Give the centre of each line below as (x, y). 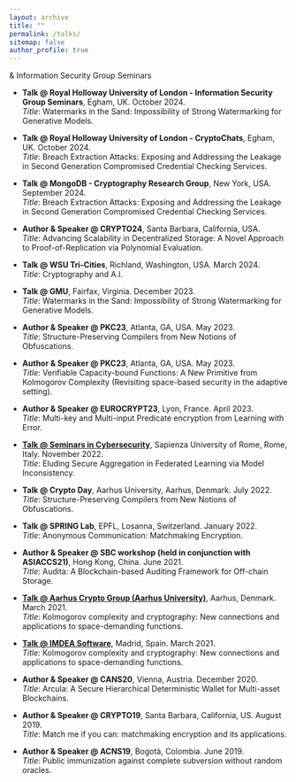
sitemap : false (37, 42)
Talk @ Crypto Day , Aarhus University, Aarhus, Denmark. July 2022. (147, 490)
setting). (37, 391)
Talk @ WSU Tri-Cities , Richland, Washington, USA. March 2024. (141, 265)
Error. (32, 428)
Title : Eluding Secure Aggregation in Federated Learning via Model (143, 464)
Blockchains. (45, 698)
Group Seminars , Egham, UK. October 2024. (103, 102)
